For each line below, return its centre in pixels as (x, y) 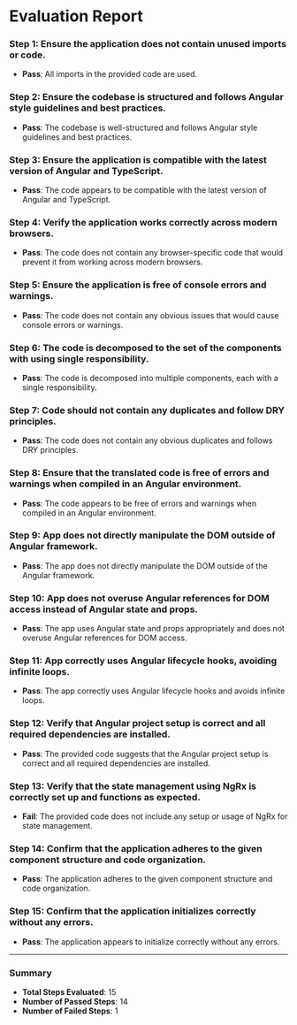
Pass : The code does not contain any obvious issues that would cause (150, 315)
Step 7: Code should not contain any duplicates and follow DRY (147, 410)
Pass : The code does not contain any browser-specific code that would (152, 253)
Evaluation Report (76, 16)
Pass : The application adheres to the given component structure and (147, 879)
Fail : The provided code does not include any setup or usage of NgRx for (155, 816)
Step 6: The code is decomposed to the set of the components (145, 348)
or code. (27, 55)
